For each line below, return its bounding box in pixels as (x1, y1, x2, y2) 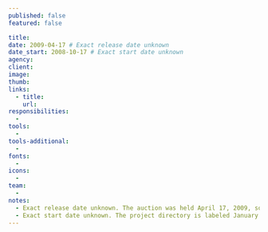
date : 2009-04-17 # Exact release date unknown (8, 41, 170, 49)
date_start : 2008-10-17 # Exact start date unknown (8, 49, 183, 57)
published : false (8, 11, 66, 20)
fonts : (8, 152, 30, 160)
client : (8, 63, 34, 72)
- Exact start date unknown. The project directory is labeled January (15, 211, 259, 219)
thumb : (8, 77, 30, 86)
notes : (8, 196, 30, 204)
